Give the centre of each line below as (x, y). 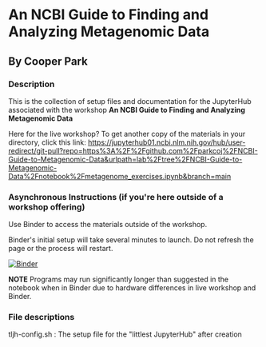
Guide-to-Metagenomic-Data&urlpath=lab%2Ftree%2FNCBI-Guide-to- (125, 159)
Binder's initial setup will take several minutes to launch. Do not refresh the (131, 240)
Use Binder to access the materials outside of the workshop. (108, 225)
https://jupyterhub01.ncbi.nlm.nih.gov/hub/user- (167, 142)
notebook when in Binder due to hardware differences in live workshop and (132, 288)
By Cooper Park (48, 61)
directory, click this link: (47, 142)
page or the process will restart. (61, 249)
